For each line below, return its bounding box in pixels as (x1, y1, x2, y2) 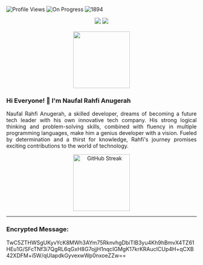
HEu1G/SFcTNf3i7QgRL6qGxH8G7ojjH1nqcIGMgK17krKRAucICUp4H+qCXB (6, 245, 195, 252)
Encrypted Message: (6, 225, 69, 234)
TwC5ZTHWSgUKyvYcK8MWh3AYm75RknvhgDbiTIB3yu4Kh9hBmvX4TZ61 (6, 239, 195, 246)
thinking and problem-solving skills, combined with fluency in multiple (6, 123, 197, 130)
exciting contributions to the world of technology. (6, 142, 129, 149)
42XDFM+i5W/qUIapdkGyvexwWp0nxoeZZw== (6, 252, 126, 259)
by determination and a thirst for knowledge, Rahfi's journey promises (6, 136, 197, 143)
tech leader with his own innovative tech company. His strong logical (6, 117, 197, 124)
